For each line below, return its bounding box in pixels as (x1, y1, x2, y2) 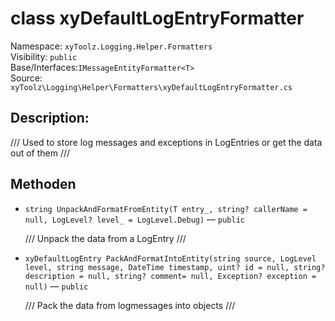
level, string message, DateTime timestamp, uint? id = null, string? (24, 262, 326, 272)
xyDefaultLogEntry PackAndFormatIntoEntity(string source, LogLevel (24, 253, 317, 264)
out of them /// (10, 147, 71, 159)
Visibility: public (10, 50, 78, 62)
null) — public (24, 280, 89, 292)
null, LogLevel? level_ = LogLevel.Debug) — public (24, 213, 245, 225)
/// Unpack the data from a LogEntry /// (24, 232, 187, 244)
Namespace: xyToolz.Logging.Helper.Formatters (10, 40, 213, 52)
